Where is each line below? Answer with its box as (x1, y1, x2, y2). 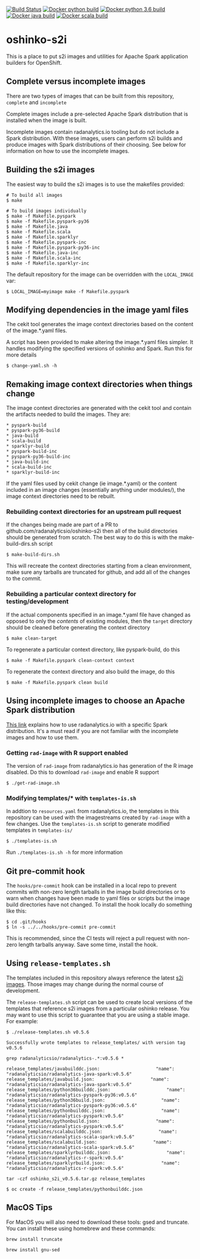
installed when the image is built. (6, 117, 87, 124)
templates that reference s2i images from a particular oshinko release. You (6, 1005, 190, 1012)
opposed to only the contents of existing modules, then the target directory (6, 617, 193, 625)
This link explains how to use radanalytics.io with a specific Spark (6, 721, 168, 728)
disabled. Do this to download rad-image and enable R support (6, 768, 159, 776)
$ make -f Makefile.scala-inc (6, 255, 82, 261)
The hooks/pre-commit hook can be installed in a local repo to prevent (6, 882, 177, 889)
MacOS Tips (6, 1203, 53, 1213)
